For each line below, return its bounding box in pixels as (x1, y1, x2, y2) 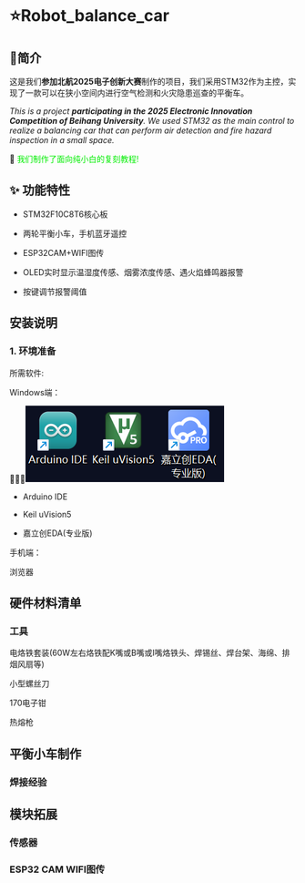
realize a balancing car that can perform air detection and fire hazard (9, 125, 272, 136)
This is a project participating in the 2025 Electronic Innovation (9, 106, 253, 117)
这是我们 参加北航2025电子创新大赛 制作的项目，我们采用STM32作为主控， (9, 77, 289, 87)
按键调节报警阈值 (22, 286, 87, 297)
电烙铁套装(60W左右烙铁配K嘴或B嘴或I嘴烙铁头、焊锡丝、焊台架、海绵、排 (9, 647, 290, 659)
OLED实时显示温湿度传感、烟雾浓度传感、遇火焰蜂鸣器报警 (22, 266, 244, 277)
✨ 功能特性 (9, 182, 71, 199)
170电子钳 (9, 697, 47, 709)
